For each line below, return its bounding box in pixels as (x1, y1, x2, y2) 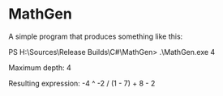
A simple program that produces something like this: (8, 31, 183, 41)
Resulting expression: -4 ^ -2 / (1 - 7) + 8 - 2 (8, 78, 156, 88)
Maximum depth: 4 (8, 62, 71, 73)
